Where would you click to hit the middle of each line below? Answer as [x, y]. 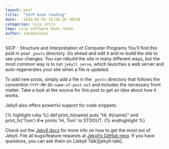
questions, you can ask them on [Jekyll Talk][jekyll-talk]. [64, 141]
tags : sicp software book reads [39, 29]
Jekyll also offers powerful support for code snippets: [61, 105]
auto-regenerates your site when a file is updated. [57, 69]
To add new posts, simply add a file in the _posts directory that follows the [83, 79]
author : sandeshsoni [27, 33]
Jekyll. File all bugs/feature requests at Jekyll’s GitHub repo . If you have [80, 136]
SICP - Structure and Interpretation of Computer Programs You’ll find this [81, 48]
